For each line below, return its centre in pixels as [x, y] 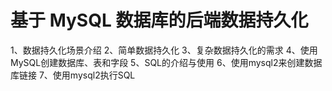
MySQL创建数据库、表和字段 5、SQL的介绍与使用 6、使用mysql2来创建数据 [166, 62]
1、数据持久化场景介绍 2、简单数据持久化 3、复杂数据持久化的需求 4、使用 [164, 50]
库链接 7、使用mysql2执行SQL [73, 75]
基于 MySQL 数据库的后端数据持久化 [159, 20]
